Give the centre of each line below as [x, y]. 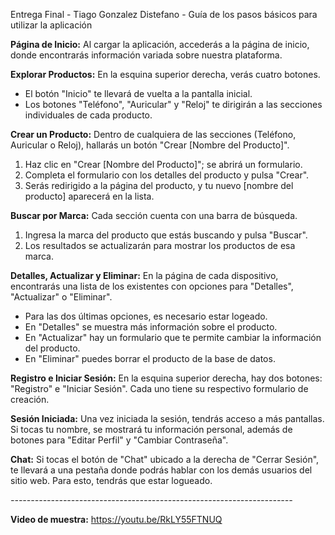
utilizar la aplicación [51, 25]
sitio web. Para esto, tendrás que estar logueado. [111, 480]
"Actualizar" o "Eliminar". [61, 297]
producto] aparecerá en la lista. [89, 196]
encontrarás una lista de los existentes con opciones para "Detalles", [152, 286]
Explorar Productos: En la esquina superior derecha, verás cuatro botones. [165, 74]
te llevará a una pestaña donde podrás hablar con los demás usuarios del [161, 470]
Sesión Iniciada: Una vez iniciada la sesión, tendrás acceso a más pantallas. [167, 418]
